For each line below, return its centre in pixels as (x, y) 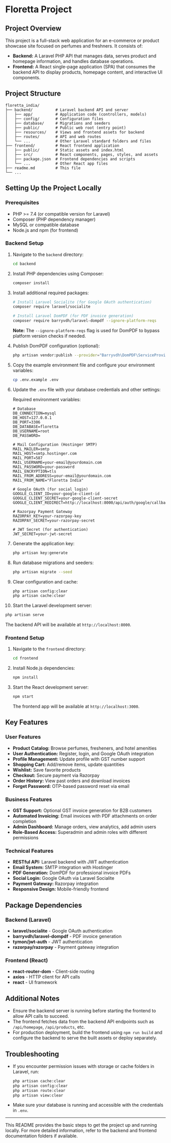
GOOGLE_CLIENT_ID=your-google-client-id (56, 494)
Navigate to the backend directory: (48, 254)
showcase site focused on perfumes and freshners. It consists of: (74, 46)
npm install (25, 678)
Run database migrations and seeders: (53, 563)
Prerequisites (22, 203)
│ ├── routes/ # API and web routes (53, 136)
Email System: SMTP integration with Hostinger (63, 868)
